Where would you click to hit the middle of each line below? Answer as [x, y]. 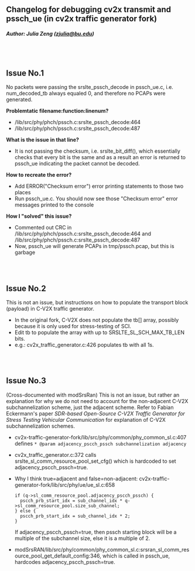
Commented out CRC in [43, 228]
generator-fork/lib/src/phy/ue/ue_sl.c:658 [65, 484]
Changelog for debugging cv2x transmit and [89, 10]
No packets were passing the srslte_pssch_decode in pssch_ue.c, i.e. [90, 87]
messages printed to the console [54, 205]
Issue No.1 [25, 73]
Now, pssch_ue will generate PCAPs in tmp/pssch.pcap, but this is [94, 246]
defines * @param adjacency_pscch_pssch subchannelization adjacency [100, 443]
